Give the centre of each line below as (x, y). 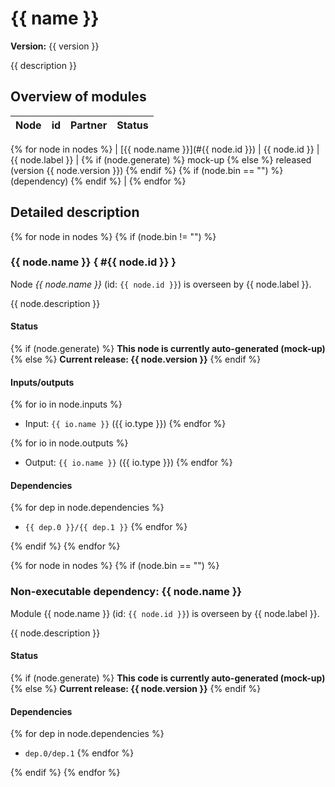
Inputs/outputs (42, 382)
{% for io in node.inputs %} (66, 404)
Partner (89, 125)
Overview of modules (78, 97)
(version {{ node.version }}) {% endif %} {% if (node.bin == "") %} (147, 170)
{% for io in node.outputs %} (69, 443)
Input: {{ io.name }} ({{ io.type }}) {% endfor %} (125, 424)
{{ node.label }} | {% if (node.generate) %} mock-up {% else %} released (161, 159)
